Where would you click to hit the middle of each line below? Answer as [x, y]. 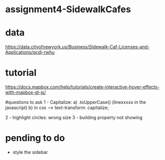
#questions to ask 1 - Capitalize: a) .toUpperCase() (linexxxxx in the [76, 102]
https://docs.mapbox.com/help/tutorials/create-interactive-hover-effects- [82, 87]
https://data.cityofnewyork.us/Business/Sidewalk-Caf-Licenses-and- [77, 47]
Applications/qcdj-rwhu [30, 52]
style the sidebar [30, 152]
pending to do [35, 138]
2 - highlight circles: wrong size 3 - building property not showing [74, 118]
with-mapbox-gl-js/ [26, 92]
